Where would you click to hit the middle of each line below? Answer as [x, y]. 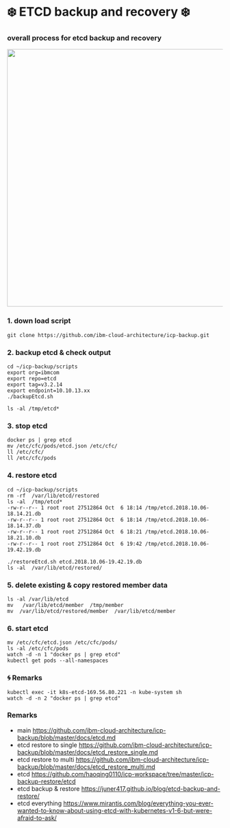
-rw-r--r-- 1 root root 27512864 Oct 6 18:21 [75, 531]
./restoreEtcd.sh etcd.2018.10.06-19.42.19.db [75, 562]
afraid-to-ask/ [37, 818]
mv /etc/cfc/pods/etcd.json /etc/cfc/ [62, 446]
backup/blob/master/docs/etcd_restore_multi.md [86, 767]
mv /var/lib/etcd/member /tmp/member [66, 605]
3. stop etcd [27, 426]
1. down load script [39, 321]
